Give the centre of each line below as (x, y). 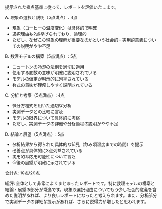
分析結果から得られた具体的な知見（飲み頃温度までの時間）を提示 (78, 144)
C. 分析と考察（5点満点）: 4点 (35, 95)
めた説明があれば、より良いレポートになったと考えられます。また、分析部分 (81, 195)
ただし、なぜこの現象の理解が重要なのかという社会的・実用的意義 (78, 40)
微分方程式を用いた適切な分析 (42, 105)
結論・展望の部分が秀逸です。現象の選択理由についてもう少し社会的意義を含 (81, 189)
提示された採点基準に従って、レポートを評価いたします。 (62, 7)
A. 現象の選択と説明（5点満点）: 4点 (41, 17)
